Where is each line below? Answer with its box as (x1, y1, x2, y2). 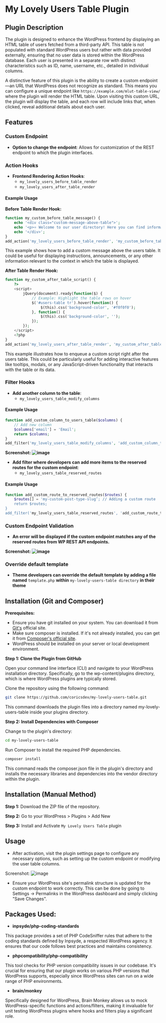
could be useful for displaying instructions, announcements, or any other (5, 253, 153, 259)
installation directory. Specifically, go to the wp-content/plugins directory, (5, 670, 155, 677)
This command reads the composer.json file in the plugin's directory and (5, 765, 153, 771)
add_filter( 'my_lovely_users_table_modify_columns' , (5, 441, 116, 446)
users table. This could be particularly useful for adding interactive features (5, 356, 159, 362)
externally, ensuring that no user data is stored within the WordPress (5, 52, 145, 58)
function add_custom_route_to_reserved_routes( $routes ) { (5, 492, 127, 497)
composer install (5, 756, 41, 761)
